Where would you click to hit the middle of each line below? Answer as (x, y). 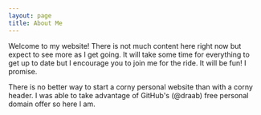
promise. (23, 71)
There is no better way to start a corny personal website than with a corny (130, 87)
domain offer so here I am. (52, 104)
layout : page (30, 16)
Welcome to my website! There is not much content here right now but (125, 46)
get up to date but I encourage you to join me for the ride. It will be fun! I (127, 63)
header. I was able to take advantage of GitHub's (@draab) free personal (128, 95)
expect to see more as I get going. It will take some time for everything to (129, 54)
